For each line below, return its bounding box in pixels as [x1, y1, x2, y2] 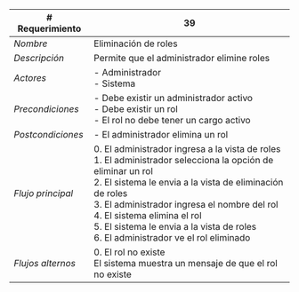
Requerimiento [17, 22, 82, 35]
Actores [13, 72, 47, 83]
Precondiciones [13, 103, 79, 114]
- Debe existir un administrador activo [93, 92, 254, 104]
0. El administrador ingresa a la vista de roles [93, 143, 281, 154]
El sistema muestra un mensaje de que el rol [93, 257, 278, 269]
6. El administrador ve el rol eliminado [93, 232, 251, 243]
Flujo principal [13, 187, 74, 199]
